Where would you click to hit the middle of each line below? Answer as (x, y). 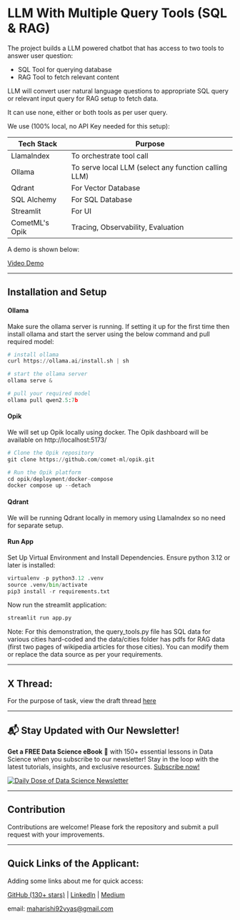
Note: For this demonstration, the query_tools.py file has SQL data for (109, 632)
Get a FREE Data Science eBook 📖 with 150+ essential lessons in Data (110, 752)
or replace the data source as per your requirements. (85, 654)
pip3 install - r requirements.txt (59, 591)
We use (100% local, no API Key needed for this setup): (89, 126)
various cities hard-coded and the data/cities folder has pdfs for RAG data (116, 640)
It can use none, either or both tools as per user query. (87, 112)
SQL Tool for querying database (65, 69)
